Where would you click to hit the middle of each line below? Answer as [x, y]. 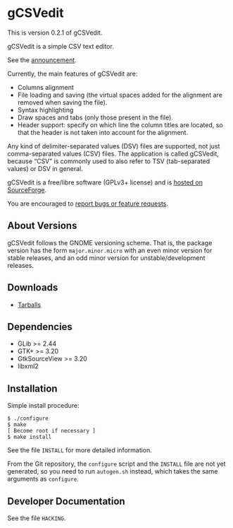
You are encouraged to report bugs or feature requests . [88, 204]
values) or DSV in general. [45, 168]
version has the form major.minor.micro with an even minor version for [110, 250]
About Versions [42, 226]
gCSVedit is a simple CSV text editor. [61, 46]
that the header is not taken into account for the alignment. [103, 132]
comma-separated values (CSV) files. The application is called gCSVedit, [113, 153]
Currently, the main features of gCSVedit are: [73, 74]
